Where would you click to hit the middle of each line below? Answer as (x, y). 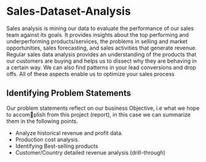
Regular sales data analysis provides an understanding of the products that (101, 54)
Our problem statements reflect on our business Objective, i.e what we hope (103, 108)
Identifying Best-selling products (57, 146)
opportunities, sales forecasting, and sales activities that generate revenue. (101, 48)
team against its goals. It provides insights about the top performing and (98, 34)
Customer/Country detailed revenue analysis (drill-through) (90, 152)
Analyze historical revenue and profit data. (69, 133)
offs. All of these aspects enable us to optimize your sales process (90, 74)
